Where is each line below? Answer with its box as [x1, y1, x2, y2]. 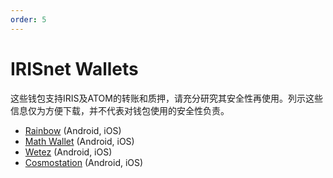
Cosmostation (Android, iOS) [24, 156, 144, 168]
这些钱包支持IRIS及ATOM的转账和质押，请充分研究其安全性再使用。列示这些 [10, 92, 323, 104]
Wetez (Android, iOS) [24, 146, 113, 158]
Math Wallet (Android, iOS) [24, 135, 135, 147]
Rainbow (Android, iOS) [24, 124, 122, 136]
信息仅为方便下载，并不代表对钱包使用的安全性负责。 [10, 104, 230, 116]
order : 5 [10, 14, 47, 25]
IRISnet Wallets [10, 57, 139, 80]
